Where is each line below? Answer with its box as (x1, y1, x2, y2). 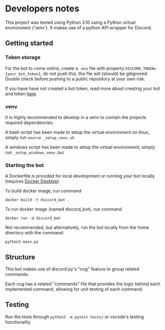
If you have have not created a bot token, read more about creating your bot (5, 85, 160, 91)
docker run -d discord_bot (5, 216, 61, 221)
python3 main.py (5, 239, 39, 245)
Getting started (5, 39, 54, 48)
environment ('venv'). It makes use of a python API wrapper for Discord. (5, 24, 152, 30)
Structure (5, 253, 36, 261)
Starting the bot (5, 162, 44, 169)
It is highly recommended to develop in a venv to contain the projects (5, 114, 147, 120)
